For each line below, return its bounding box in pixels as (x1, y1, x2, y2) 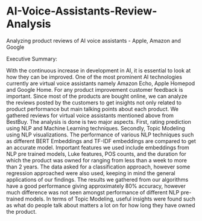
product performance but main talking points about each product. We (6, 105, 179, 112)
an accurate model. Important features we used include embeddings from (6, 144, 190, 151)
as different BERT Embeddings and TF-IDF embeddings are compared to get (6, 137, 196, 144)
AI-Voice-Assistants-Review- (6, 4, 157, 18)
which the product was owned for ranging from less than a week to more (6, 156, 188, 164)
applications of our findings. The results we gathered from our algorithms (6, 176, 189, 183)
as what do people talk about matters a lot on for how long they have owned (6, 201, 195, 209)
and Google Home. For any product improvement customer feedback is (6, 86, 183, 93)
